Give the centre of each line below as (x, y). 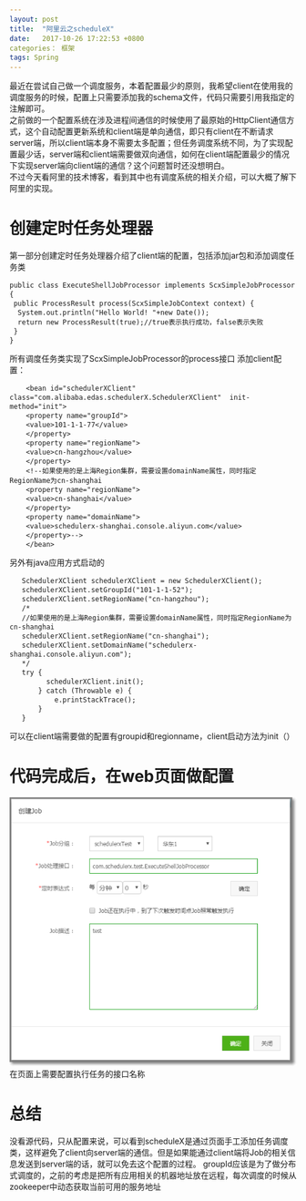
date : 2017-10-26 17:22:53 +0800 (77, 38)
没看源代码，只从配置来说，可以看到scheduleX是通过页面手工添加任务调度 (149, 1141)
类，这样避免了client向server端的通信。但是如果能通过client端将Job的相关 (149, 1152)
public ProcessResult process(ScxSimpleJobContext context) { (134, 304)
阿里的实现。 (33, 189)
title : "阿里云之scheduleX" (62, 29)
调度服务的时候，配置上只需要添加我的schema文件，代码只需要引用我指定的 (152, 98)
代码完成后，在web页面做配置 (122, 777)
